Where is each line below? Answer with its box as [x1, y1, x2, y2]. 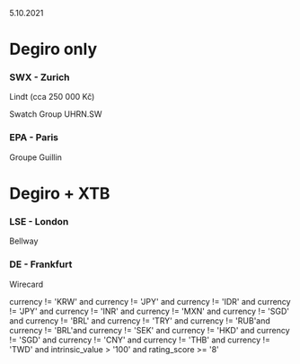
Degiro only [9, 40, 98, 59]
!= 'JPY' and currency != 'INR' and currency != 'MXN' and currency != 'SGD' [9, 306, 290, 316]
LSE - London [9, 215, 69, 227]
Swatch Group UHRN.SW [9, 109, 102, 120]
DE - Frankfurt [9, 258, 73, 271]
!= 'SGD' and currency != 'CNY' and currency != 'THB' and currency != [9, 334, 271, 345]
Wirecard [9, 279, 43, 289]
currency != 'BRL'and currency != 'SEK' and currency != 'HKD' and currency [9, 324, 290, 335]
